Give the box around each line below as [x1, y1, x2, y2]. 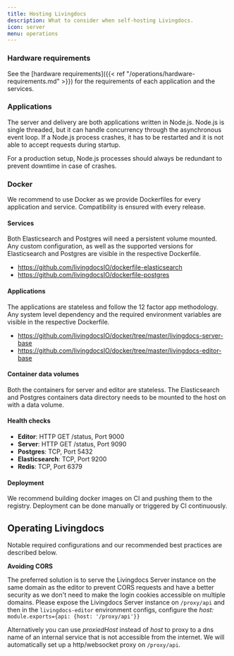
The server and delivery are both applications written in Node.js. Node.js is [7, 118, 225, 126]
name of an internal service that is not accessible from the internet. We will [7, 633, 225, 641]
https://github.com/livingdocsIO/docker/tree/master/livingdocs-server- [17, 331, 223, 339]
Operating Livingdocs [7, 522, 104, 534]
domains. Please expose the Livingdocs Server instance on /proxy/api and [7, 597, 226, 607]
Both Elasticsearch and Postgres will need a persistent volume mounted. [7, 234, 217, 243]
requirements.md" [7, 77, 60, 85]
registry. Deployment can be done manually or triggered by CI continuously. [7, 502, 228, 510]
